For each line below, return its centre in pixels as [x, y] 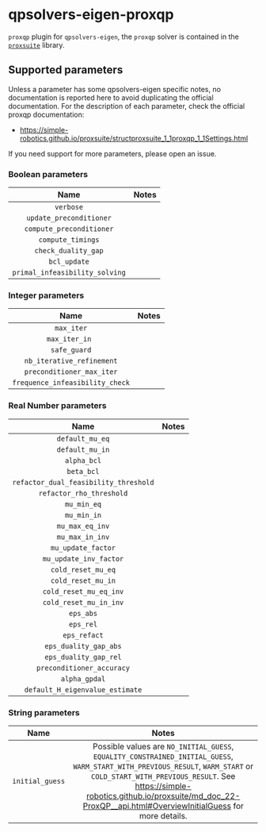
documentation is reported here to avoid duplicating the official [111, 98]
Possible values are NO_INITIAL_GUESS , [163, 746]
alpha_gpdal [83, 679]
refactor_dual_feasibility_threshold [83, 482]
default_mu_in [83, 449]
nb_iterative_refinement [71, 361]
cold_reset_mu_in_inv [83, 602]
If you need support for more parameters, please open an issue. [112, 153]
